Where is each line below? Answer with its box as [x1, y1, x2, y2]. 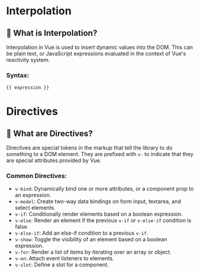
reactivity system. [6, 57, 50, 63]
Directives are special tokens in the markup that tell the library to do [6, 144, 173, 151]
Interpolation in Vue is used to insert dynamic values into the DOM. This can [6, 43, 193, 51]
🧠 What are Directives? [6, 128, 93, 138]
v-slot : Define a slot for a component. [14, 261, 109, 269]
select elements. [14, 204, 56, 211]
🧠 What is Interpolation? [6, 28, 97, 38]
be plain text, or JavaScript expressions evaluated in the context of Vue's [6, 50, 186, 57]
